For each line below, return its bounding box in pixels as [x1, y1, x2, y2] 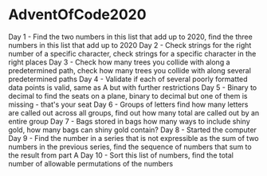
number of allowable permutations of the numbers [8, 158, 174, 168]
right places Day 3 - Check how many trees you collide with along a [8, 57, 230, 67]
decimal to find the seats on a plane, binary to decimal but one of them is [8, 91, 249, 100]
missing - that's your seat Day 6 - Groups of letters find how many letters [8, 100, 249, 109]
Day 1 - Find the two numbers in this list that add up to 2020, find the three [8, 32, 253, 41]
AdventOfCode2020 [8, 6, 147, 24]
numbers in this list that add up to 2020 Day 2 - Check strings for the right [8, 40, 252, 49]
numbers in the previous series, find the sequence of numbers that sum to [8, 142, 253, 151]
